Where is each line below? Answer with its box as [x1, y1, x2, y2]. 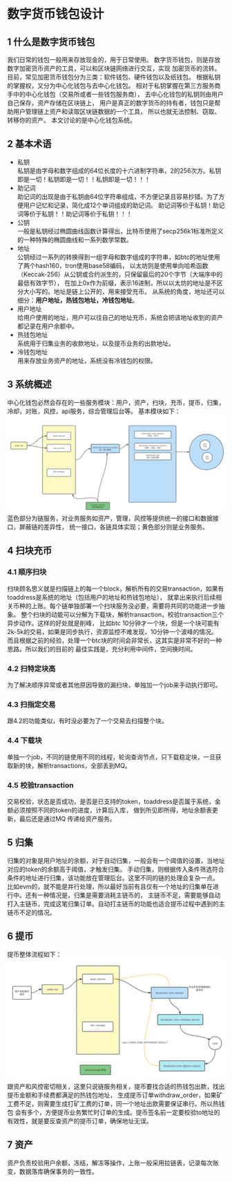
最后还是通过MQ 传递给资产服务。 [19, 814, 116, 823]
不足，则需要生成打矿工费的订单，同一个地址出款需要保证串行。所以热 [19, 1100, 219, 1108]
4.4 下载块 [7, 736, 42, 745]
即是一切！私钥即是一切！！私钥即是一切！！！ [17, 175, 151, 183]
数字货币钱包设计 [7, 6, 105, 22]
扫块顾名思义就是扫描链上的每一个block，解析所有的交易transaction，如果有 [7, 584, 224, 593]
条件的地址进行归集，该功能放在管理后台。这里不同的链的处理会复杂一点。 [7, 873, 219, 881]
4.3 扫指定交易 [7, 699, 56, 709]
